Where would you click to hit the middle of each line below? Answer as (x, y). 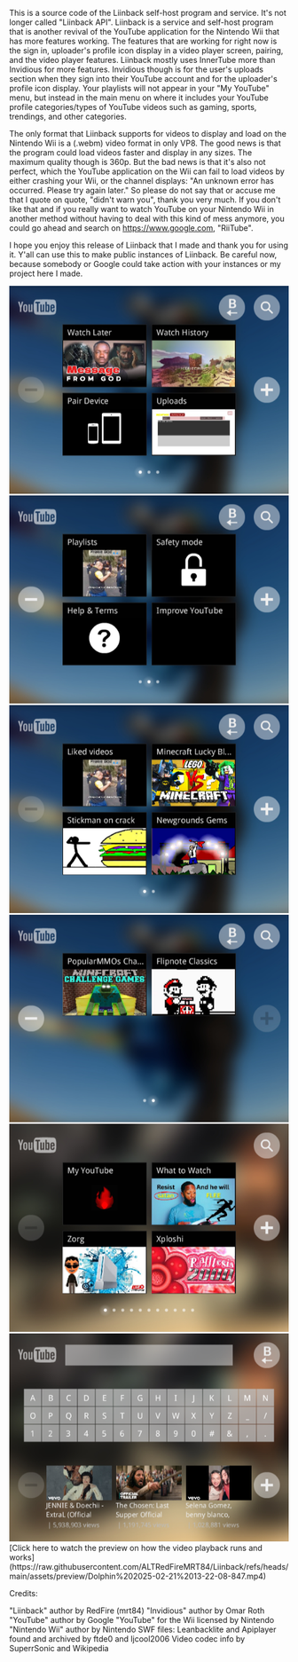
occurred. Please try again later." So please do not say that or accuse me (143, 190)
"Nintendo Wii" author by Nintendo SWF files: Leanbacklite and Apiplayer (143, 1630)
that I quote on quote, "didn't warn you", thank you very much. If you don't (145, 200)
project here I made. (46, 273)
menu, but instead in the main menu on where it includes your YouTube (139, 98)
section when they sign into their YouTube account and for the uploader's (143, 79)
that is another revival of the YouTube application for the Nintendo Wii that (145, 32)
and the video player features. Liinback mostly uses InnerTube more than (142, 60)
